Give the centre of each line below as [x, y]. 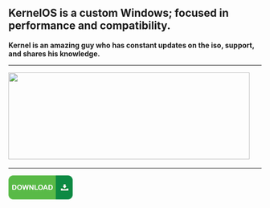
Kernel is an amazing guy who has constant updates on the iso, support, [131, 45]
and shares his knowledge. [54, 53]
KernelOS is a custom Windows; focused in [119, 13]
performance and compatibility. [90, 26]
